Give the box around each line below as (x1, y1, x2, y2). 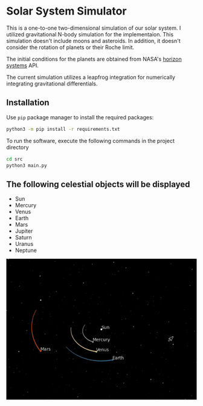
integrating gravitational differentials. (6, 80, 98, 87)
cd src (6, 156, 23, 162)
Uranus (14, 241, 34, 248)
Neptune (14, 247, 37, 254)
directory (6, 144, 29, 151)
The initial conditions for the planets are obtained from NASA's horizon (6, 55, 182, 62)
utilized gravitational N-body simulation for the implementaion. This (6, 30, 174, 38)
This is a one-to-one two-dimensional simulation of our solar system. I (6, 24, 181, 32)
